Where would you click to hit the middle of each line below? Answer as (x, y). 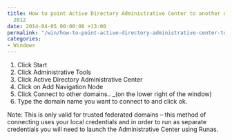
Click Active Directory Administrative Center (80, 79)
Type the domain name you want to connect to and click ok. (102, 101)
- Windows (21, 45)
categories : (24, 39)
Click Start (32, 65)
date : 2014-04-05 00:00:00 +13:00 (57, 26)
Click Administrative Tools (54, 72)
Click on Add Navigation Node (60, 87)
